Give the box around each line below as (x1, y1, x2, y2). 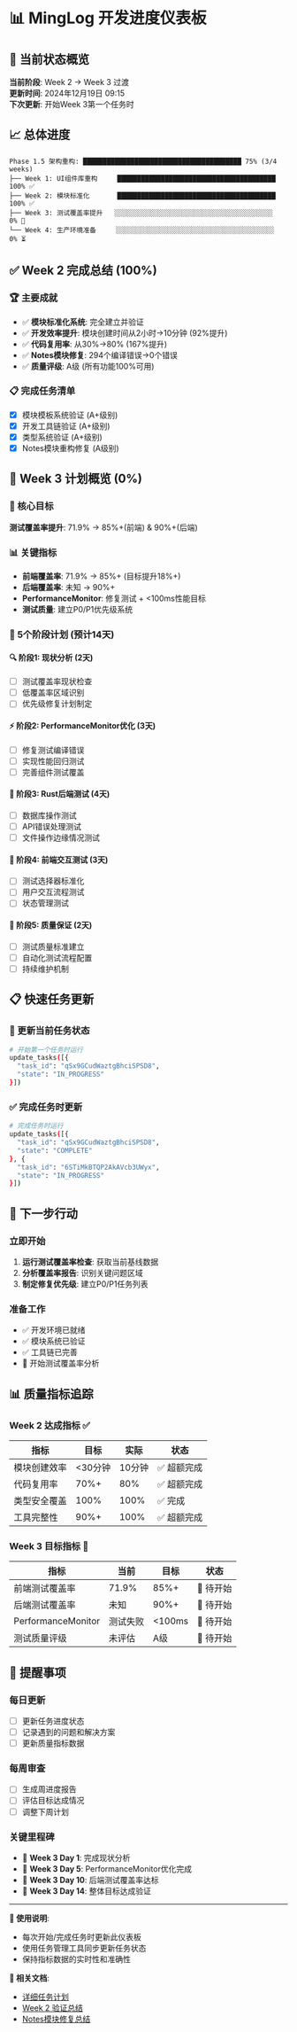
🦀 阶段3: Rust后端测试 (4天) (9, 789, 110, 799)
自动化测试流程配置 (21, 952, 93, 962)
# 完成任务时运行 (9, 1122, 64, 1131)
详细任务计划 (21, 1991, 69, 2002)
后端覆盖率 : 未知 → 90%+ (21, 582, 116, 593)
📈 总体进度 (9, 128, 71, 143)
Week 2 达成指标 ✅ (9, 1419, 91, 1431)
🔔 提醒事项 (9, 1665, 66, 1680)
